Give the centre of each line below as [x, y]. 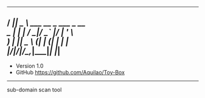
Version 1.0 [30, 66]
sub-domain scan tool [34, 90]
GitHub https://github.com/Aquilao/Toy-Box [70, 72]
